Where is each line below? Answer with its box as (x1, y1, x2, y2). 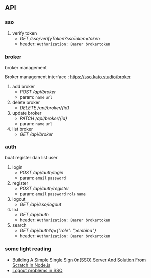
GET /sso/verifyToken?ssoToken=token (19, 35, 100, 41)
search (12, 222, 27, 228)
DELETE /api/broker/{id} (19, 104, 70, 111)
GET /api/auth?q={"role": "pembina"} (19, 228, 97, 234)
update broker (12, 110, 42, 116)
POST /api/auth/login (19, 170, 64, 176)
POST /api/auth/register (19, 186, 69, 192)
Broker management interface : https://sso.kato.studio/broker (5, 74, 131, 80)
